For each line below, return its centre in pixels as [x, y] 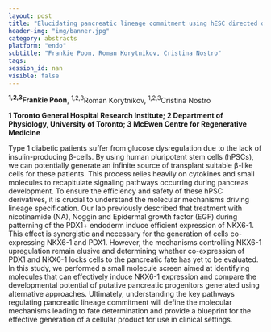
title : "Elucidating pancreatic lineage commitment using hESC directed [133, 23]
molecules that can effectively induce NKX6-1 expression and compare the [132, 277]
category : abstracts [43, 38]
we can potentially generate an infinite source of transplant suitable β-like [131, 165]
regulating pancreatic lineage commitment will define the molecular [120, 302]
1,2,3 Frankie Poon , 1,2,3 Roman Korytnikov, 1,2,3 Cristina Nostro [110, 99]
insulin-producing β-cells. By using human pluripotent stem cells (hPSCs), [131, 157]
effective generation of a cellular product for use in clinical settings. [121, 320]
